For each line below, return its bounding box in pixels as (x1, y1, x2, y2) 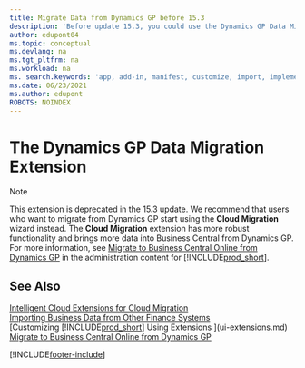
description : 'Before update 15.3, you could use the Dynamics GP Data (9, 22, 286, 31)
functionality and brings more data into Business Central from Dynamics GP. (9, 233, 294, 244)
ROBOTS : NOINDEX (9, 97, 71, 107)
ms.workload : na (9, 65, 71, 74)
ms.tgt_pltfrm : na (9, 55, 79, 65)
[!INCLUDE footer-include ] (9, 349, 106, 360)
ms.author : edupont (9, 89, 84, 98)
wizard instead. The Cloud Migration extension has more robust (9, 224, 250, 234)
